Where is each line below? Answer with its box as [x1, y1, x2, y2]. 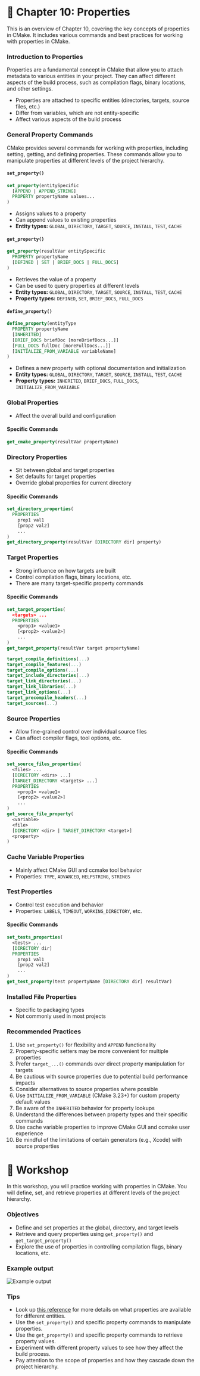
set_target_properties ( [7, 606, 66, 613]
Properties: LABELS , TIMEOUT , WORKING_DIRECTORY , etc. [15, 907, 142, 914]
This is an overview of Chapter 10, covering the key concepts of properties [7, 25, 190, 32]
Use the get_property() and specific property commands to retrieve [15, 1331, 183, 1338]
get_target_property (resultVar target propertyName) [7, 645, 140, 651]
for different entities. [15, 1312, 66, 1319]
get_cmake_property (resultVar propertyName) [7, 439, 119, 445]
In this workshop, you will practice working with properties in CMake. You [7, 1183, 187, 1190]
